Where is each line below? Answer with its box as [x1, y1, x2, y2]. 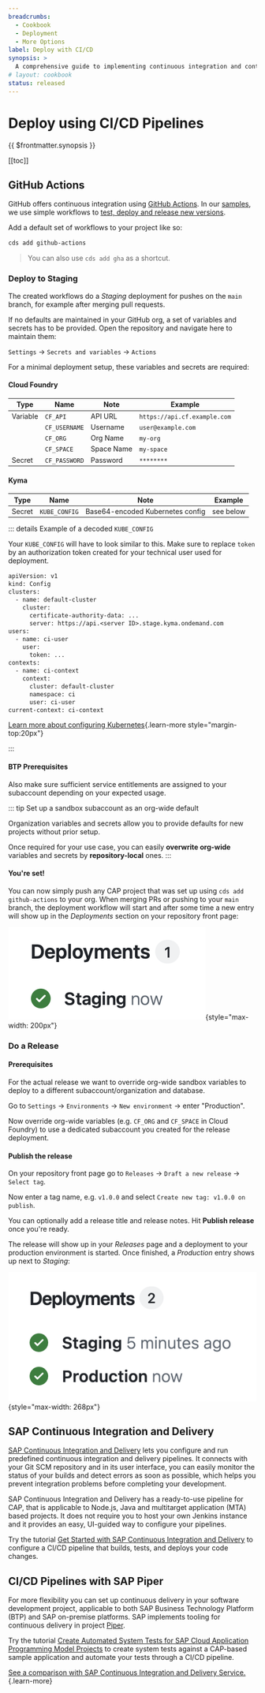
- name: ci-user [15, 636, 69, 643]
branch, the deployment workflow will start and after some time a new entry [8, 903, 255, 912]
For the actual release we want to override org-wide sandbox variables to [8, 1077, 247, 1087]
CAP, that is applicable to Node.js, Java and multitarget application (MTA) [8, 1503, 247, 1512]
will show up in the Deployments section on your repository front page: [8, 911, 239, 920]
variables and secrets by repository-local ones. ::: [8, 850, 172, 860]
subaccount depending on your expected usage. [8, 788, 166, 797]
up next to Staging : [8, 1256, 71, 1266]
